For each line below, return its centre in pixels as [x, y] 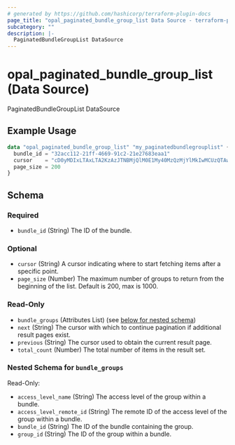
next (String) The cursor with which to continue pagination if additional [119, 327]
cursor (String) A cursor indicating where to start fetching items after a [119, 264]
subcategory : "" [31, 27]
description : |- [31, 33]
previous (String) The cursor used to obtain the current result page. [114, 342]
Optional [22, 248]
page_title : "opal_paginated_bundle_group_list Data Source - [100, 20]
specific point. [38, 272]
